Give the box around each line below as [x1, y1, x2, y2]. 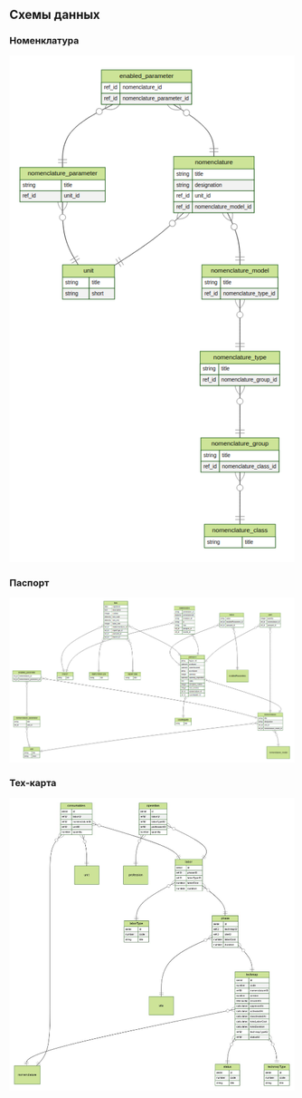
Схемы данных [9, 7, 101, 23]
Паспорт [9, 576, 50, 588]
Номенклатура [9, 34, 80, 47]
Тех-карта [9, 777, 57, 790]
